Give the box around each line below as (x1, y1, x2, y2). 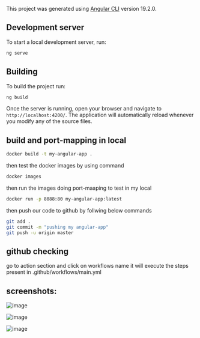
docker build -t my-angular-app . (6, 151, 93, 157)
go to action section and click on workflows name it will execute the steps (6, 262, 189, 270)
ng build (6, 94, 28, 100)
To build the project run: (6, 82, 66, 89)
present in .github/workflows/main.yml (6, 268, 102, 276)
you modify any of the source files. (6, 118, 92, 125)
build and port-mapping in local (6, 135, 127, 145)
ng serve (6, 50, 28, 56)
